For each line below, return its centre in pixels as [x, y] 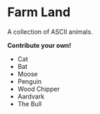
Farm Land [39, 12]
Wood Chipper [38, 89]
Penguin [30, 81]
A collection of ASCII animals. [50, 32]
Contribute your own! [39, 45]
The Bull [30, 103]
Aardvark [31, 96]
